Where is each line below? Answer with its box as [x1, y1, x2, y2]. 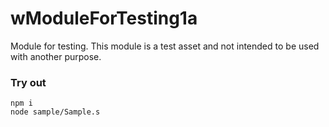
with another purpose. [10, 50, 102, 62]
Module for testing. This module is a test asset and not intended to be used [10, 40, 320, 52]
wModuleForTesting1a [10, 7, 198, 30]
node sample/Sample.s [10, 107, 101, 117]
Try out [10, 75, 47, 89]
